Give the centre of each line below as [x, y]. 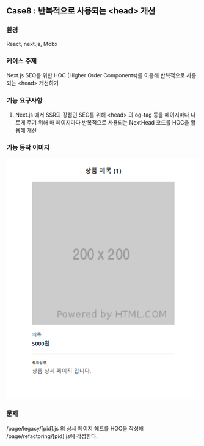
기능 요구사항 [24, 100]
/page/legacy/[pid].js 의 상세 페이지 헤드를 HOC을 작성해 [75, 428]
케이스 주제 [22, 61]
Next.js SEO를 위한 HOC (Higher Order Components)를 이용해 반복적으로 [96, 75]
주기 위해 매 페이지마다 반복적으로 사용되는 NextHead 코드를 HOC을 [108, 123]
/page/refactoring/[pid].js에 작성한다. [52, 436]
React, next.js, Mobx [32, 44]
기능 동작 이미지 [28, 148]
